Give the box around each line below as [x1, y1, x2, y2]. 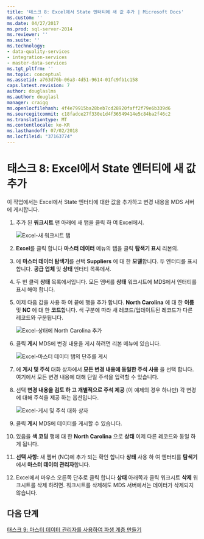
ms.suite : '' [7, 37, 40, 43]
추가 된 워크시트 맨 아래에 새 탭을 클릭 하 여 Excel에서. [15, 219, 145, 226]
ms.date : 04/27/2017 [7, 20, 60, 26]
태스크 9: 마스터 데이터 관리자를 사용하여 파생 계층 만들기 [7, 526, 142, 533]
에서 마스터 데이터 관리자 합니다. [15, 460, 91, 468]
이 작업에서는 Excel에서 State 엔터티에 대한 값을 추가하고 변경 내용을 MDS [7, 198, 183, 205]
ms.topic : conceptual [7, 71, 62, 77]
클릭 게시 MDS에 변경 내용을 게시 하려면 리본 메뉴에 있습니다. [15, 339, 161, 347]
